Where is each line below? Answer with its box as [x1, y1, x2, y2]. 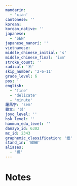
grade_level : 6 [5, 74, 37, 79]
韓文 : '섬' [5, 107, 26, 112]
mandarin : [5, 7, 26, 13]
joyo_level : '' [5, 112, 37, 117]
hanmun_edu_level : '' [5, 121, 51, 126]
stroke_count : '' [5, 60, 42, 65]
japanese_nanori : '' [5, 41, 49, 46]
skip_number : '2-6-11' [5, 69, 53, 74]
